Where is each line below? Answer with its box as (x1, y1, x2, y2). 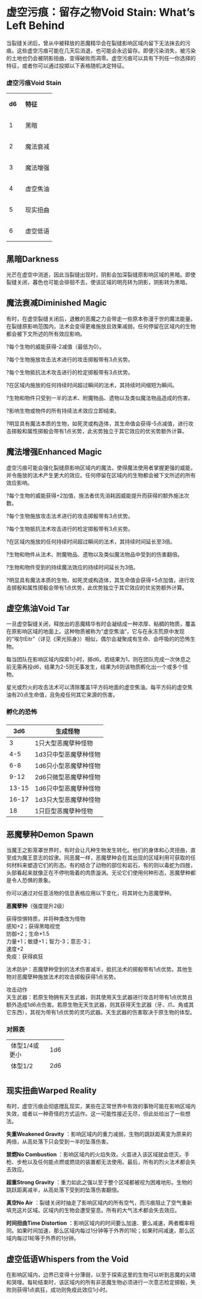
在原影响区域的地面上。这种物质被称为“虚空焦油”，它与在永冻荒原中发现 (6, 628, 185, 635)
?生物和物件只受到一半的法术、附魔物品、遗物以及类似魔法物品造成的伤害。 (6, 394, 194, 401)
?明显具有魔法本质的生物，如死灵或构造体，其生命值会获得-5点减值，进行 (6, 420, 188, 427)
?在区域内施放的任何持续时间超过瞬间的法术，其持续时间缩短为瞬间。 (6, 381, 178, 389)
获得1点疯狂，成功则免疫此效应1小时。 (16, 1286, 111, 1294)
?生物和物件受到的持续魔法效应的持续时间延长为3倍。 (6, 564, 139, 571)
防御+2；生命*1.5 (6, 930, 50, 938)
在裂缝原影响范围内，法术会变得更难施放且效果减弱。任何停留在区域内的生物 (6, 322, 196, 329)
